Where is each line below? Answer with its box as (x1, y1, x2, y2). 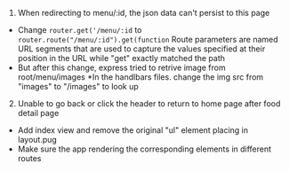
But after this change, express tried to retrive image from (17, 62, 226, 73)
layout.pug (17, 135, 58, 144)
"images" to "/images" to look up (17, 82, 140, 91)
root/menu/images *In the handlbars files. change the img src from (17, 72, 264, 82)
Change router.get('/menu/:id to (17, 25, 142, 35)
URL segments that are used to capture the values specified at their (17, 43, 266, 54)
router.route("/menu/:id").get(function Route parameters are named (17, 35, 278, 44)
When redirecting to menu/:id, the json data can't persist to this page (17, 8, 270, 18)
